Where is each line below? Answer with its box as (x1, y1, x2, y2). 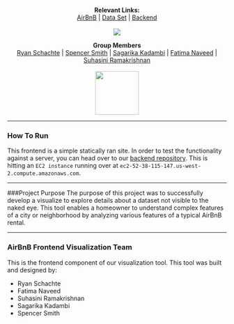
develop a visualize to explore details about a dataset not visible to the (7, 196, 209, 205)
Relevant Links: (94, 6, 140, 14)
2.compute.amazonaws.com (7, 170, 79, 177)
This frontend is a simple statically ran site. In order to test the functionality (7, 146, 222, 155)
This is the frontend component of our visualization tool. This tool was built (7, 258, 222, 267)
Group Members (93, 41, 141, 49)
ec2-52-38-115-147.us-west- (119, 163, 201, 170)
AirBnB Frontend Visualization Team (7, 242, 132, 252)
